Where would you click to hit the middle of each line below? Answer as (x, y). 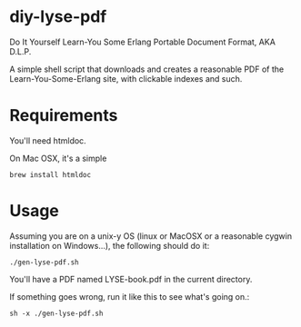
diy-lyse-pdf (58, 17)
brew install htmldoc (50, 174)
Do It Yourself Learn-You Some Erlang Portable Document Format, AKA (142, 42)
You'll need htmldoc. (48, 140)
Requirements (64, 116)
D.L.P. (20, 51)
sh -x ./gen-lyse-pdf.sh (56, 313)
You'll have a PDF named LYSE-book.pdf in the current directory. (131, 279)
